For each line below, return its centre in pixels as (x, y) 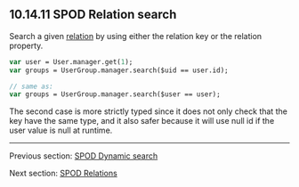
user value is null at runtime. (61, 130)
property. (26, 45)
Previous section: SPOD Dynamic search (84, 156)
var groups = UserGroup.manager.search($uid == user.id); (119, 70)
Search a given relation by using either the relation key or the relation (136, 36)
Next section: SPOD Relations (63, 174)
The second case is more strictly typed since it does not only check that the (148, 111)
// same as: (31, 86)
